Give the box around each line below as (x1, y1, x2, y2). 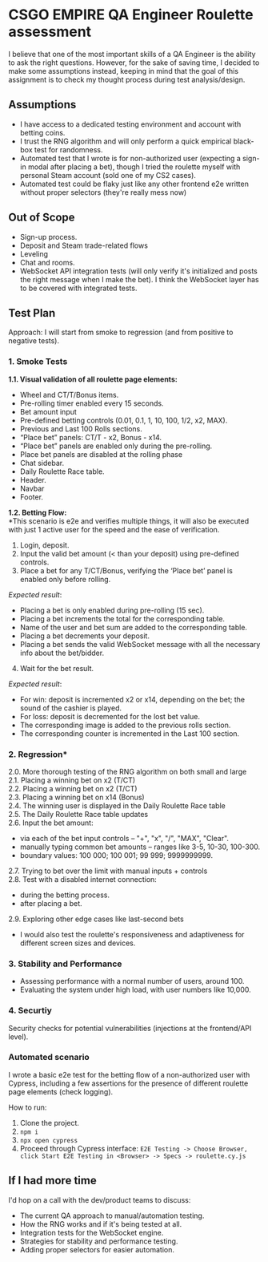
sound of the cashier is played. (19, 703, 122, 713)
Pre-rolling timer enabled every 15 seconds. (19, 398, 164, 408)
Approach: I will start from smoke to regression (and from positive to (8, 327, 234, 338)
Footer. (19, 491, 44, 502)
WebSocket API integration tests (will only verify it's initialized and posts (19, 266, 258, 276)
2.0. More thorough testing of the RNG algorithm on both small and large (8, 767, 247, 776)
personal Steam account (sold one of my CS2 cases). (19, 170, 196, 180)
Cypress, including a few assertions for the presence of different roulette (8, 1078, 249, 1088)
